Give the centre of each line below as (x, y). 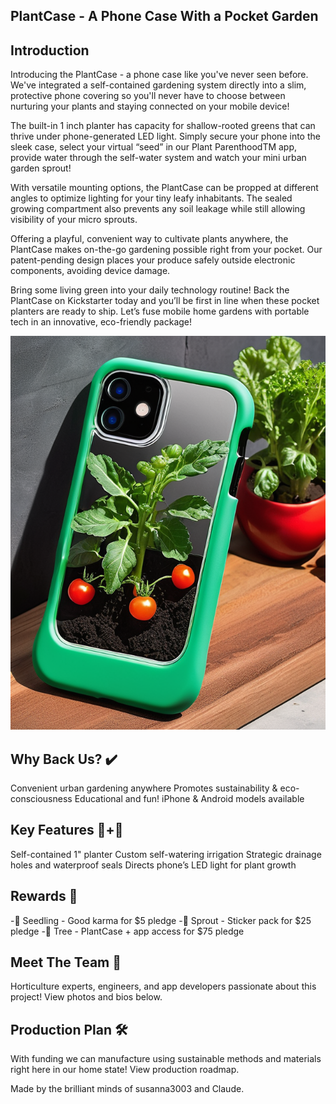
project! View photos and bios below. (86, 997)
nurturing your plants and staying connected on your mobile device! (150, 106)
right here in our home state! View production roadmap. (125, 1070)
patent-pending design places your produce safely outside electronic (153, 260)
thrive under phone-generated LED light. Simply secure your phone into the (165, 136)
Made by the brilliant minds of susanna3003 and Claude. (127, 1089)
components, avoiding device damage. (90, 271)
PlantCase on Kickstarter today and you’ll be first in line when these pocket (165, 301)
